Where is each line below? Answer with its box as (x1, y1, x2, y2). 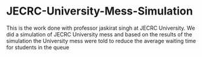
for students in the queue (6, 44, 70, 51)
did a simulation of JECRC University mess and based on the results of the (6, 30, 193, 38)
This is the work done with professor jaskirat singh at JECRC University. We (6, 24, 195, 32)
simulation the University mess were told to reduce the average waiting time (6, 37, 197, 44)
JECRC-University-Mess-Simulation (6, 4, 193, 18)
